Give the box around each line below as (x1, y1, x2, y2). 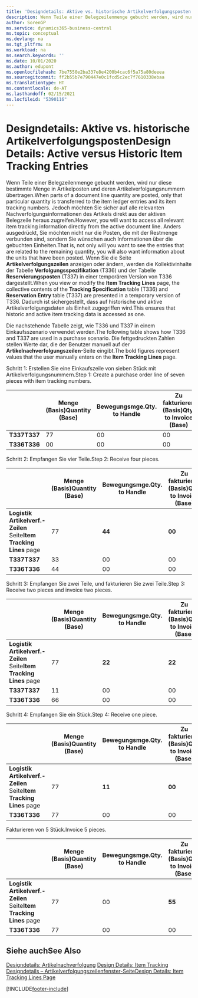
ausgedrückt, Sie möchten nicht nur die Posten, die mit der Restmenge (6, 229, 178, 236)
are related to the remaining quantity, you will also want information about (6, 248, 185, 255)
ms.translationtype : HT (6, 80, 65, 86)
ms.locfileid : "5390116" (6, 96, 67, 102)
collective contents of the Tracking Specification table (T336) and (6, 285, 168, 293)
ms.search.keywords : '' (6, 52, 65, 58)
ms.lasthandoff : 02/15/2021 (6, 91, 75, 97)
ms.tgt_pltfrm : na (6, 42, 51, 48)
